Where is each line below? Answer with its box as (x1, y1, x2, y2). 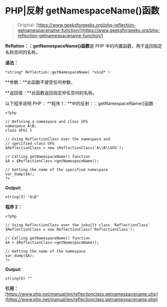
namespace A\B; (5, 123, 37, 128)
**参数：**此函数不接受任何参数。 (5, 79, 76, 85)
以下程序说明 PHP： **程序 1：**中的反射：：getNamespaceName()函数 (5, 100, 154, 106)
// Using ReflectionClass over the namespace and (5, 136, 111, 141)
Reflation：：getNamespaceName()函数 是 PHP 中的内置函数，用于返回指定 (5, 42, 163, 48)
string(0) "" (5, 276, 32, 281)
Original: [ (17, 21, 38, 28)
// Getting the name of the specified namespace (5, 167, 108, 172)
